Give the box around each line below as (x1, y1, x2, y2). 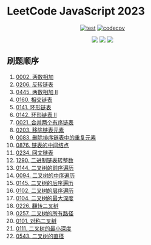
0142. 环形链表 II (15, 111, 57, 118)
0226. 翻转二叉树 (15, 202, 59, 209)
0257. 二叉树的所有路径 (15, 209, 74, 216)
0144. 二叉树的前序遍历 (15, 164, 74, 171)
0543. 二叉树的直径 (15, 232, 64, 240)
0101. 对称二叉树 (15, 217, 57, 224)
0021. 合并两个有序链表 (15, 118, 74, 126)
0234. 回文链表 (15, 149, 54, 156)
